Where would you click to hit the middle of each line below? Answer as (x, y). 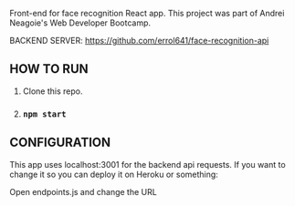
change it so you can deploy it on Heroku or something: (114, 174)
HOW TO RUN (49, 69)
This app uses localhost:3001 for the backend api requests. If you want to (147, 164)
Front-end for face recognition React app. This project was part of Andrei (147, 13)
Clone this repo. (53, 91)
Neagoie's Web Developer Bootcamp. (80, 23)
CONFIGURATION (60, 143)
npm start (44, 114)
